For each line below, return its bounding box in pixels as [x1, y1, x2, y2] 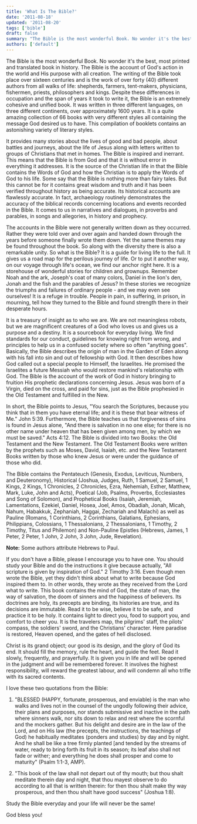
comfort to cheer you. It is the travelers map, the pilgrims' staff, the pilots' [6, 618, 184, 625]
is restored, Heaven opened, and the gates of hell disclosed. [6, 630, 152, 638]
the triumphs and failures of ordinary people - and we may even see [6, 286, 171, 293]
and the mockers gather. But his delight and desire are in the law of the [14, 721, 186, 728]
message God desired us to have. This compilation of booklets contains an [6, 120, 186, 127]
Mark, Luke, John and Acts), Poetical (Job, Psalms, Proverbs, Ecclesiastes [6, 489, 186, 496]
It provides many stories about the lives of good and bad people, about [6, 138, 178, 145]
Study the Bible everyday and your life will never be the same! [6, 800, 155, 807]
